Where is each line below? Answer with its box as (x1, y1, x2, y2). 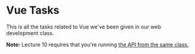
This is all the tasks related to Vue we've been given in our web (6, 23, 162, 30)
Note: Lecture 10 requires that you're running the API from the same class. (6, 41, 189, 48)
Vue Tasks (6, 4, 60, 17)
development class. (6, 29, 54, 36)
